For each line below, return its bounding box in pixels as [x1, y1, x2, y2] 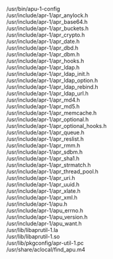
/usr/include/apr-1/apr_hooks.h [6, 58, 84, 64]
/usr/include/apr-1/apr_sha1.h [6, 155, 80, 162]
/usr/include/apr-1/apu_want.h [6, 220, 82, 227]
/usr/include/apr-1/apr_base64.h [6, 18, 88, 25]
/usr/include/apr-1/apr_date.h [6, 38, 80, 45]
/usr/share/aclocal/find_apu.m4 [6, 246, 86, 253]
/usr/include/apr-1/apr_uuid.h [6, 181, 79, 188]
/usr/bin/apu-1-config [6, 6, 60, 12]
